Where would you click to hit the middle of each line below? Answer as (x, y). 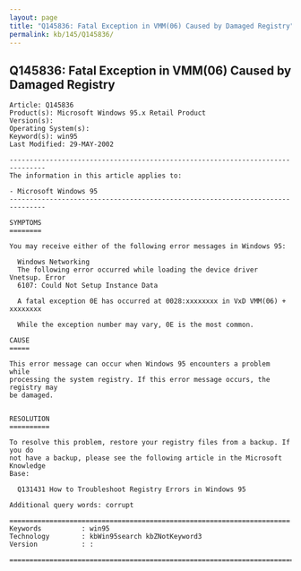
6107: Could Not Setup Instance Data (88, 286)
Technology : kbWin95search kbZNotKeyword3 (106, 537)
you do (21, 450)
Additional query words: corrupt (72, 506)
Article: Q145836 (42, 105)
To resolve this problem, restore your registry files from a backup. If (150, 443)
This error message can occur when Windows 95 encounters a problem (140, 364)
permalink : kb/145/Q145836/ (62, 34)
